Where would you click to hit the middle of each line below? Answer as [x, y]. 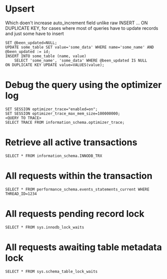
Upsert [20, 9]
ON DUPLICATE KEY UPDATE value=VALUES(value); [55, 65]
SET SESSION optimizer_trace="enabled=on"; [52, 109]
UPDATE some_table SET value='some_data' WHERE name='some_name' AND [80, 47]
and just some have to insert [35, 33]
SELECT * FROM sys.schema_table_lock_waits [52, 271]
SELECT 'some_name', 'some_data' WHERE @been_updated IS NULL [81, 60]
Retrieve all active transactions [71, 143]
